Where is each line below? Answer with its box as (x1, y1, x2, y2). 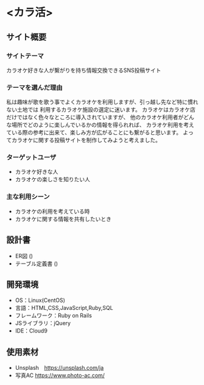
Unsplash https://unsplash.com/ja (15, 364, 104, 372)
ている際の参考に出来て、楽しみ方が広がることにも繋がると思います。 (6, 129, 181, 136)
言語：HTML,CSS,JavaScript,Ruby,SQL (15, 304, 114, 312)
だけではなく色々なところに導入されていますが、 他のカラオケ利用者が (6, 113, 184, 121)
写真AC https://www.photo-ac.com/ (15, 372, 105, 379)
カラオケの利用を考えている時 (15, 207, 90, 215)
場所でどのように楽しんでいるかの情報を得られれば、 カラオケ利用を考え (11, 121, 195, 129)
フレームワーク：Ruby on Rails (15, 312, 93, 319)
